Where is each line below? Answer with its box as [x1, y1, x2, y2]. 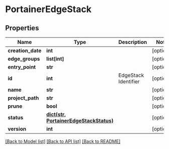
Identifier [118, 78, 140, 85]
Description [118, 39, 147, 45]
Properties [5, 24, 39, 32]
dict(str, [46, 111, 66, 118]
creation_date [8, 47, 42, 54]
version [8, 125, 27, 132]
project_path [8, 94, 39, 102]
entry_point [8, 64, 36, 70]
